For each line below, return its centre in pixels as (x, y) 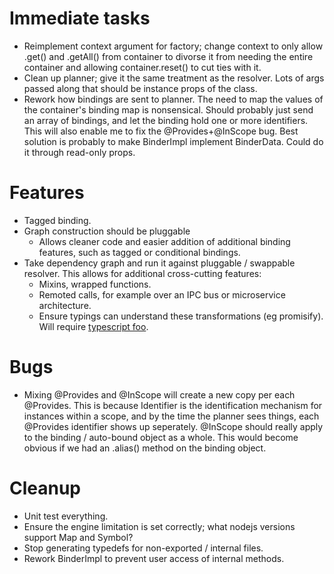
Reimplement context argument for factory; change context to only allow (173, 46)
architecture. (65, 305)
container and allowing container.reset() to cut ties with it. (142, 67)
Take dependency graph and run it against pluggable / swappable (159, 263)
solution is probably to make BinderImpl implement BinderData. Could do (173, 141)
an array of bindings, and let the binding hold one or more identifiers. (166, 120)
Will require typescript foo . (93, 326)
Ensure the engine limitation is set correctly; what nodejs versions (159, 526)
